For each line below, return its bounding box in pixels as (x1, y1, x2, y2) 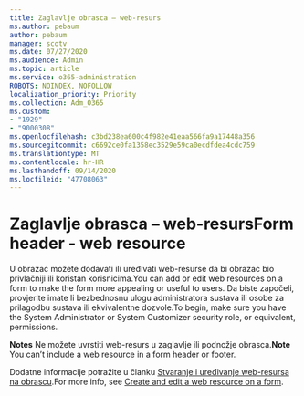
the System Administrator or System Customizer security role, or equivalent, (9, 312, 296, 323)
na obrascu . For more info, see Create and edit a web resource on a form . (9, 376, 285, 388)
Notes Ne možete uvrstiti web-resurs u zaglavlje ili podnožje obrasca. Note (9, 339, 290, 350)
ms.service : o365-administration (9, 73, 137, 82)
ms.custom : (9, 107, 51, 116)
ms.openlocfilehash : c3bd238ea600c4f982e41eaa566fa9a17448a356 (9, 132, 256, 141)
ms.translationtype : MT (9, 149, 100, 158)
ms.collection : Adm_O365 (9, 98, 104, 108)
